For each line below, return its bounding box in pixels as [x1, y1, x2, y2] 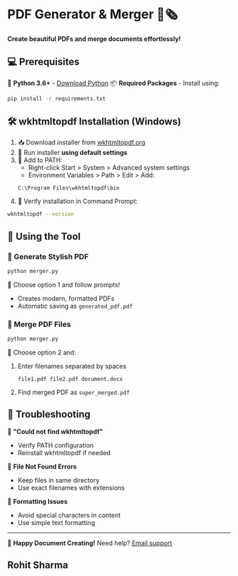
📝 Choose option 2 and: [7, 348, 76, 357]
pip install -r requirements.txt [7, 95, 106, 102]
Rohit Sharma [7, 559, 69, 571]
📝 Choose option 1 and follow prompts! [7, 280, 120, 289]
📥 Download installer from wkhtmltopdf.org [17, 138, 146, 146]
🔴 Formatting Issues [7, 497, 68, 505]
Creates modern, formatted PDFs [17, 294, 115, 302]
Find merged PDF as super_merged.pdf [17, 388, 130, 397]
